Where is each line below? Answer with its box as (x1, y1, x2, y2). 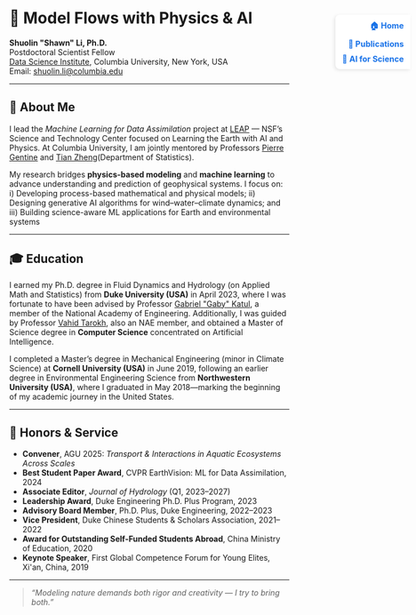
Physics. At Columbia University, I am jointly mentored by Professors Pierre (9, 142, 284, 153)
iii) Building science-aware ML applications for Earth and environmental (9, 206, 271, 217)
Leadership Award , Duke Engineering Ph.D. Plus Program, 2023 (21, 496, 258, 507)
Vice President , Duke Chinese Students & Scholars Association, (21, 515, 257, 525)
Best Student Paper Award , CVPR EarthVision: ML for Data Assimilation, (21, 467, 287, 478)
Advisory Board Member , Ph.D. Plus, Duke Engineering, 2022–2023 (21, 506, 273, 516)
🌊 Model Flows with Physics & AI (9, 8, 253, 28)
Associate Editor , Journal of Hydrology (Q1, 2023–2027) (21, 486, 231, 497)
